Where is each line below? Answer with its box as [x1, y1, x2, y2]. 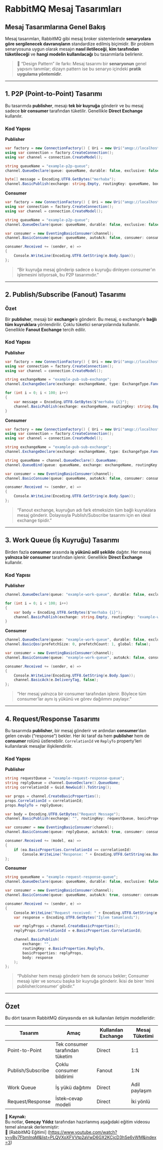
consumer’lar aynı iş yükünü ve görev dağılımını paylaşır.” [16, 696, 132, 702]
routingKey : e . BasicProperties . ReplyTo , [22, 946, 105, 951]
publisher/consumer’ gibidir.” [16, 983, 75, 989]
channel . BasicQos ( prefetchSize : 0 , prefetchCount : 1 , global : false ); [5, 642, 151, 647]
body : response [22, 955, 53, 960]
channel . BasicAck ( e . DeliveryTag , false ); [14, 678, 98, 682]
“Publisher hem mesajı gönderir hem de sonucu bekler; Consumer [16, 973, 149, 979]
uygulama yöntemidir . [16, 71, 63, 77]
